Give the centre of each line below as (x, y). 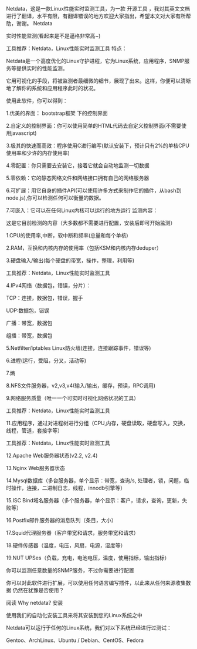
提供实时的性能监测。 (42, 68)
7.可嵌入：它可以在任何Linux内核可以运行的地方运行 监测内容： (82, 210)
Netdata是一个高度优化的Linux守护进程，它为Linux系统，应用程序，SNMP (95, 61)
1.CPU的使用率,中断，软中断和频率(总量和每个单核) (67, 235)
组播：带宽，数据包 (29, 335)
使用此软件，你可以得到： (37, 101)
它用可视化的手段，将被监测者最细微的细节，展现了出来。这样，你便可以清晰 (98, 81)
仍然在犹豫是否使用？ (38, 590)
